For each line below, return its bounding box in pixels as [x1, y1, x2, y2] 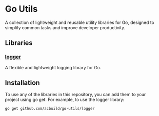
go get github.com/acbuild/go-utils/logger [5, 106, 95, 111]
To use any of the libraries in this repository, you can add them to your [5, 92, 146, 97]
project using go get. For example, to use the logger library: [5, 97, 124, 103]
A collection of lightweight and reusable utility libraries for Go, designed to [5, 19, 155, 25]
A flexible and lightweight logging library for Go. [5, 64, 101, 70]
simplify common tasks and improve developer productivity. [5, 24, 125, 30]
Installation [5, 79, 40, 87]
